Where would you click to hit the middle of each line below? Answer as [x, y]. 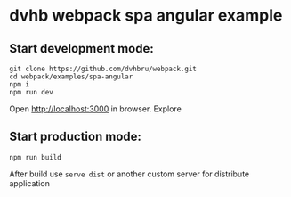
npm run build [36, 157]
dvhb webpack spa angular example [146, 16]
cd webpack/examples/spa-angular [71, 77]
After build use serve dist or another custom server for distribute [129, 174]
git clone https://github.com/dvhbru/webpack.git [103, 69]
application [30, 183]
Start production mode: [76, 137]
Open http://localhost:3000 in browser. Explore [96, 109]
